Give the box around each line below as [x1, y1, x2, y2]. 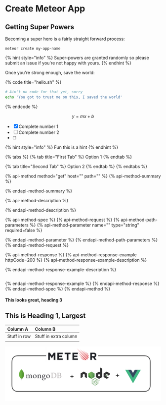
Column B [35, 326, 56, 332]
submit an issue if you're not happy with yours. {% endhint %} [5, 60, 132, 66]
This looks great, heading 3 [5, 297, 63, 303]
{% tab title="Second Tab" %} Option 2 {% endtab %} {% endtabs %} [5, 163, 148, 169]
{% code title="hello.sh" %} [5, 79, 62, 85]
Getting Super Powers [5, 23, 74, 31]
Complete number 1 [18, 123, 58, 129]
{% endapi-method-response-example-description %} [5, 266, 117, 273]
